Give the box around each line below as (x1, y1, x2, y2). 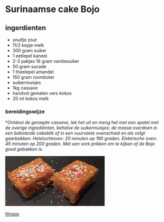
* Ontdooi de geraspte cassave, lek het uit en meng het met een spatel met (5, 120, 159, 126)
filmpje (5, 211, 19, 217)
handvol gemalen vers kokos (12, 90, 72, 96)
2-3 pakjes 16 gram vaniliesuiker (12, 58, 79, 64)
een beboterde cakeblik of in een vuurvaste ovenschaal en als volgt (5, 130, 145, 136)
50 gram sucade (12, 64, 46, 69)
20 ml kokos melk (12, 95, 49, 101)
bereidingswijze (5, 108, 45, 115)
